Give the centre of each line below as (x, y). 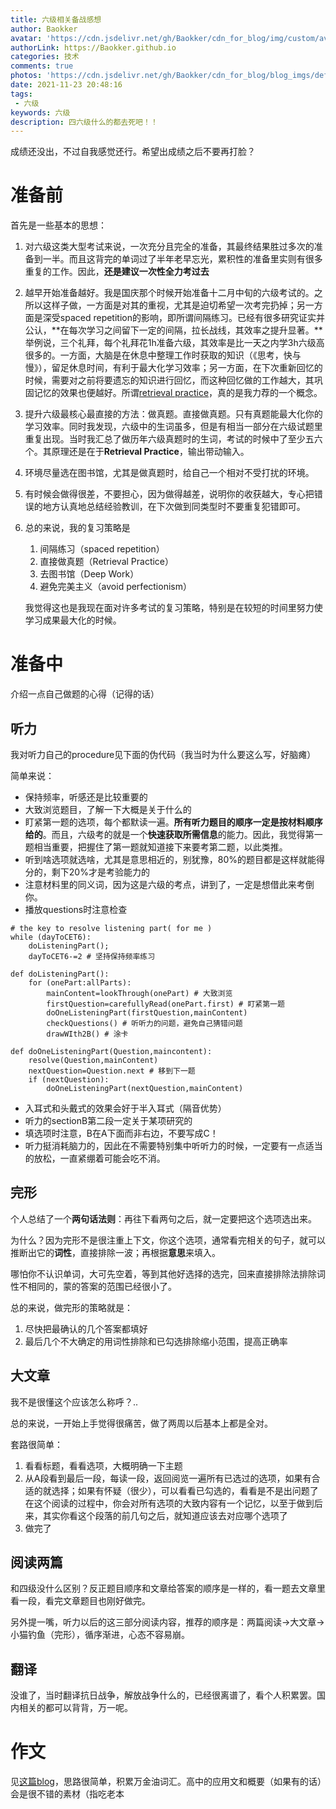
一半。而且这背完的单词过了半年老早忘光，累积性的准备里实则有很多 (182, 259)
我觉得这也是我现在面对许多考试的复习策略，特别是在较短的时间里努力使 (173, 608)
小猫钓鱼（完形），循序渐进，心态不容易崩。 (100, 1635)
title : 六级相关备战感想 (56, 19)
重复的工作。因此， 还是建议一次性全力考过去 (117, 272)
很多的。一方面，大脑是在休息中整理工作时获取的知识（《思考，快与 (163, 355)
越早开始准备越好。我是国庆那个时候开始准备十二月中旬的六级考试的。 (169, 293)
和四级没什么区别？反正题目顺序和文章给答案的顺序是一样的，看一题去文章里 (168, 1588)
